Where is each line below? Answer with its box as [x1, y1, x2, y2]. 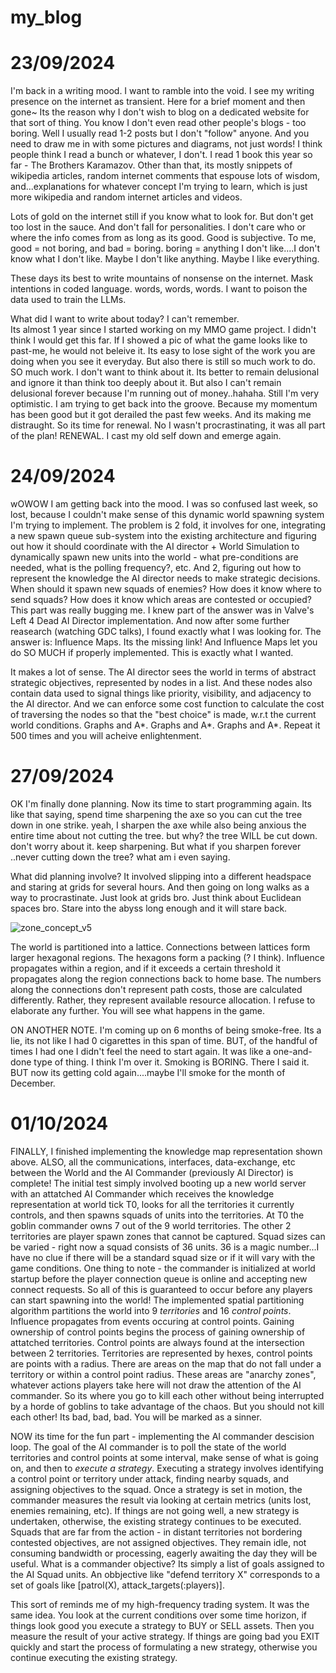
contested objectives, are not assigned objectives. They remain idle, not [10, 1536, 307, 1548]
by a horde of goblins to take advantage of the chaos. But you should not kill [10, 1400, 325, 1412]
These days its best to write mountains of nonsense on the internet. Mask [10, 272, 314, 285]
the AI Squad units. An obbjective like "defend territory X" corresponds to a [10, 1568, 321, 1580]
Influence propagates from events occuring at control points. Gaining [10, 1315, 295, 1327]
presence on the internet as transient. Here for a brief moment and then [10, 96, 306, 108]
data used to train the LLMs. [10, 294, 127, 306]
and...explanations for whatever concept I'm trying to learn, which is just [10, 181, 308, 193]
